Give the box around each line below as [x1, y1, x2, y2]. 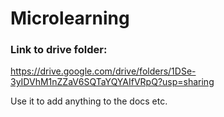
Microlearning [10, 7, 130, 30]
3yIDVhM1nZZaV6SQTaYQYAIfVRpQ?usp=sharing [10, 76, 215, 88]
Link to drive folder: [10, 43, 108, 57]
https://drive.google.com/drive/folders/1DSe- [10, 65, 197, 77]
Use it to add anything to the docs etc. [10, 95, 168, 107]
